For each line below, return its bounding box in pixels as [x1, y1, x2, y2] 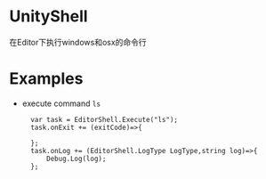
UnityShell [9, 6, 88, 27]
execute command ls [21, 98, 101, 109]
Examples [9, 69, 84, 89]
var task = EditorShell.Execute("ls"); [30, 115, 178, 124]
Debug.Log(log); [45, 154, 107, 163]
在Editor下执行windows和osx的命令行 [9, 37, 147, 47]
